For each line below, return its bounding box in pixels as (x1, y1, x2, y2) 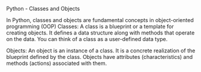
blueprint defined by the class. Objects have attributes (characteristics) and (6, 54, 193, 60)
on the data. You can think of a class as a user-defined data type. (6, 36, 168, 42)
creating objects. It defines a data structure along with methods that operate (6, 29, 195, 36)
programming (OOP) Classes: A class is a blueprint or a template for (6, 23, 174, 30)
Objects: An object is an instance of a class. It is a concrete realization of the (6, 47, 196, 54)
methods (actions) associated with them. (6, 60, 107, 67)
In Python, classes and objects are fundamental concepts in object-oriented (6, 17, 194, 23)
